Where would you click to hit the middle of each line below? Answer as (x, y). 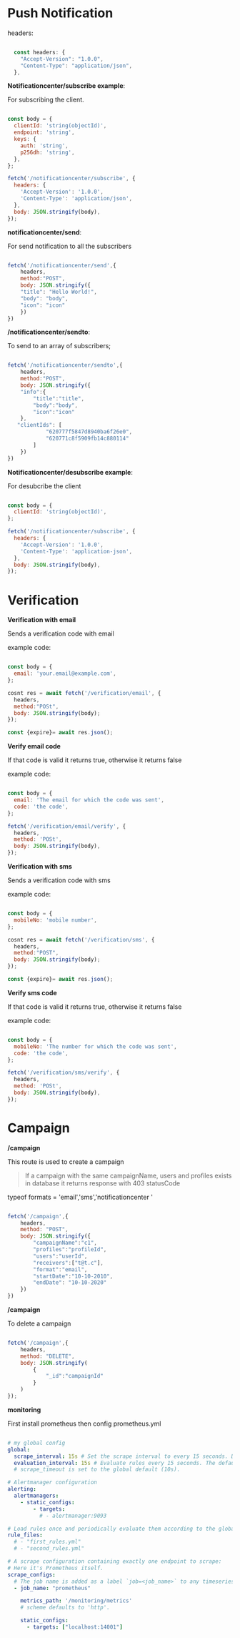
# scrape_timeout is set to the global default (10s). (97, 1470)
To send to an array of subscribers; (59, 346)
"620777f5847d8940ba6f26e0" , (89, 432)
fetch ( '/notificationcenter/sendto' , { (65, 365)
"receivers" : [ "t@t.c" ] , (68, 1263)
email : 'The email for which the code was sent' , (89, 800)
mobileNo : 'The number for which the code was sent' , (95, 1046)
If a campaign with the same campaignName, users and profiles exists (128, 1175)
